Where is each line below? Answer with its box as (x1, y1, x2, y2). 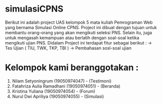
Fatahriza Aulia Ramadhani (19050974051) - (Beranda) (12, 83, 121, 89)
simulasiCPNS (5, 3, 64, 15)
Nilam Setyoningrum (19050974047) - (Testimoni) (12, 78, 112, 84)
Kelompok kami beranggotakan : (5, 62, 139, 73)
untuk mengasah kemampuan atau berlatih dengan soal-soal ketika (5, 35, 140, 41)
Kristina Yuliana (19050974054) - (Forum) (12, 88, 96, 94)
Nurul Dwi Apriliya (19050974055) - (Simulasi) (12, 93, 104, 99)
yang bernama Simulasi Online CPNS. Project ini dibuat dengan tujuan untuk (5, 24, 157, 30)
